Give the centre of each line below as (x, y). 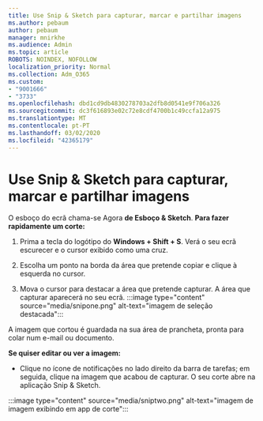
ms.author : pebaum (38, 23)
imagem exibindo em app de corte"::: (68, 409)
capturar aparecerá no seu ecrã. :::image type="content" (112, 298)
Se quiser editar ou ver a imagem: (64, 353)
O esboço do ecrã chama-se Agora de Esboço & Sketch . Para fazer (119, 218)
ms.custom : (26, 81)
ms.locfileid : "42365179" (51, 140)
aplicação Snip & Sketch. (60, 385)
